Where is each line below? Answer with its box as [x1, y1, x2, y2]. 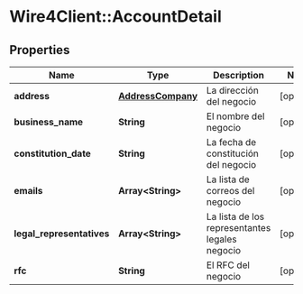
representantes [206, 222, 271, 234]
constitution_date [14, 147, 92, 160]
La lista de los [206, 210, 265, 223]
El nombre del [206, 110, 265, 123]
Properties [9, 42, 70, 58]
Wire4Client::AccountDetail [9, 6, 223, 27]
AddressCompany [118, 90, 198, 102]
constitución [206, 147, 260, 160]
